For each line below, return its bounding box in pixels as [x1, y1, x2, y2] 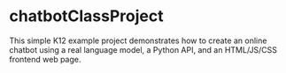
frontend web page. [9, 54, 81, 64]
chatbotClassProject [9, 6, 164, 26]
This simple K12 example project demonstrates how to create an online [9, 35, 267, 46]
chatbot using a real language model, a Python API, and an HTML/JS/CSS [9, 44, 277, 55]
